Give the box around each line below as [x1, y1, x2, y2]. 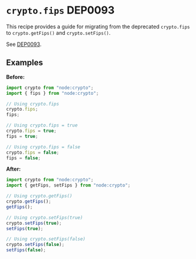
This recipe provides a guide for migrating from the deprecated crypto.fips [6, 23, 190, 30]
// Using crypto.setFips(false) [6, 236, 86, 242]
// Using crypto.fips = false [6, 144, 81, 150]
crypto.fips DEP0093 [6, 4, 115, 17]
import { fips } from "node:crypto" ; [6, 90, 99, 96]
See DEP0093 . [6, 41, 42, 48]
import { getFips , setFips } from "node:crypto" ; [6, 182, 131, 188]
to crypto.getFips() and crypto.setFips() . [6, 29, 111, 36]
